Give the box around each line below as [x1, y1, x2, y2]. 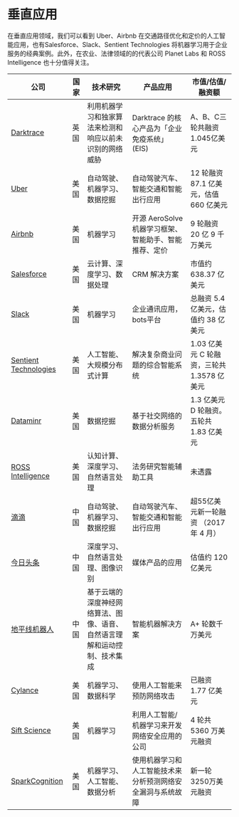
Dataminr [11, 416, 42, 426]
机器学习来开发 [132, 720, 183, 730]
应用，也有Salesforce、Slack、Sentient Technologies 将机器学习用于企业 [13, 40, 228, 48]
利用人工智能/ [132, 710, 178, 720]
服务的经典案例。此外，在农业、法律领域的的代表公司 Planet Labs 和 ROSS [7, 49, 226, 58]
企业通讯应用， [132, 304, 183, 314]
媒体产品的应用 [132, 557, 183, 567]
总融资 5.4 [190, 293, 225, 303]
